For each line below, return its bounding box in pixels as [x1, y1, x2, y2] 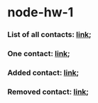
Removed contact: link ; [7, 87, 89, 97]
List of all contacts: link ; [7, 30, 92, 40]
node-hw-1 [7, 4, 74, 21]
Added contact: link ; [7, 67, 80, 77]
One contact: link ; [7, 49, 70, 59]
